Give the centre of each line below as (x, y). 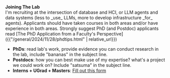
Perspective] (110, 34)
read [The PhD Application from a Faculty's (50, 34)
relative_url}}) (103, 39)
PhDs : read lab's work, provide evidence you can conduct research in (86, 49)
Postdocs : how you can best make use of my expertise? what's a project (89, 60)
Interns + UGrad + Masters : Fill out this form (59, 70)
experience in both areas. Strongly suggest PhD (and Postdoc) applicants (82, 28)
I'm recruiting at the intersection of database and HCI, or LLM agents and (82, 12)
